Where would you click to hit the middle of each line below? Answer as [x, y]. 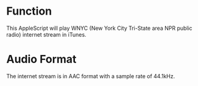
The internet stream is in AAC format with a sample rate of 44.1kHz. [91, 76]
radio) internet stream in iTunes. [46, 34]
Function [29, 11]
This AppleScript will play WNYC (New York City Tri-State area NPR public [100, 28]
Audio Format [41, 59]
